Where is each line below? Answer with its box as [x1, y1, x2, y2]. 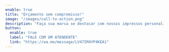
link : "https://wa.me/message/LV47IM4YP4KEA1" [10, 40, 109, 45]
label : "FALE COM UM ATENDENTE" [10, 35, 78, 40]
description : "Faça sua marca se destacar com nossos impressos [5, 21, 143, 26]
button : [5, 26, 22, 31]
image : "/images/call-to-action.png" [5, 16, 84, 21]
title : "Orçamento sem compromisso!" [5, 12, 84, 17]
